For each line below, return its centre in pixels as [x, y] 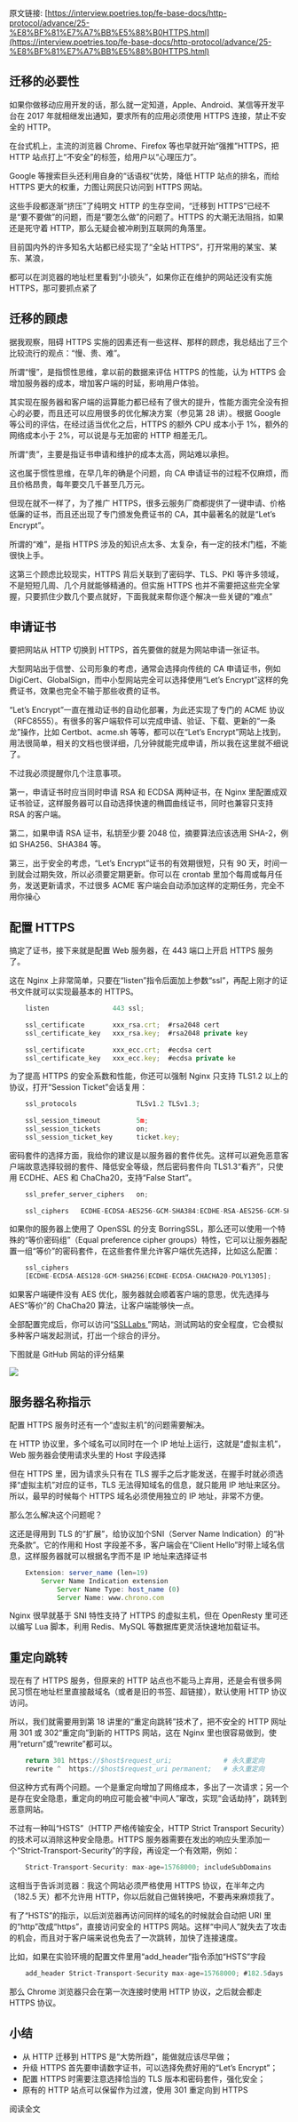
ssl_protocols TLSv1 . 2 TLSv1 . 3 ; [113, 1104]
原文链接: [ [29, 13]
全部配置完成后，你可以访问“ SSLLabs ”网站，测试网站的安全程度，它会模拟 [146, 1325]
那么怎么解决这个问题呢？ [56, 1515]
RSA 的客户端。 [38, 814]
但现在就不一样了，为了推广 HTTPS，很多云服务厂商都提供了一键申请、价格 [148, 503]
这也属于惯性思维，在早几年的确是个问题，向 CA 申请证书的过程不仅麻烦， [145, 473]
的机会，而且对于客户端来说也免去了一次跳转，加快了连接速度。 [125, 1937]
